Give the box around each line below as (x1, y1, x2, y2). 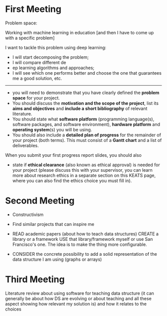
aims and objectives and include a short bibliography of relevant (12, 105, 148, 111)
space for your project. (12, 95, 60, 101)
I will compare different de (12, 59, 66, 65)
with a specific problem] (5, 35, 55, 41)
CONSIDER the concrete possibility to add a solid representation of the (12, 251, 158, 257)
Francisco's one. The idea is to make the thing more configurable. (12, 241, 148, 247)
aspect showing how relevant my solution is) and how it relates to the (5, 301, 147, 307)
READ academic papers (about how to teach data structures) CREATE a (12, 230, 159, 237)
